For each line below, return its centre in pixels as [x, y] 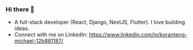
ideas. [22, 28]
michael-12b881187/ [39, 41]
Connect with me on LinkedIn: [51, 35]
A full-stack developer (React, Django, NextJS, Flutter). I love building [99, 22]
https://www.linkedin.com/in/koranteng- [138, 35]
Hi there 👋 [20, 9]
